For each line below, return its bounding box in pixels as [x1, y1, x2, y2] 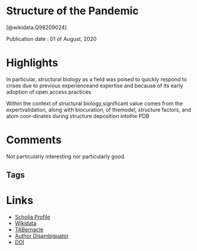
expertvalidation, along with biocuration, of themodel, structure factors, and [6, 106, 192, 113]
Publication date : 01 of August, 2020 [6, 35, 97, 42]
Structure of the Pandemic [6, 4, 139, 18]
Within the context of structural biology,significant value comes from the [6, 100, 183, 107]
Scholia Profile [14, 214, 50, 221]
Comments [6, 134, 62, 147]
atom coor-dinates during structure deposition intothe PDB [6, 112, 150, 119]
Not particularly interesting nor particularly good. [6, 152, 126, 160]
